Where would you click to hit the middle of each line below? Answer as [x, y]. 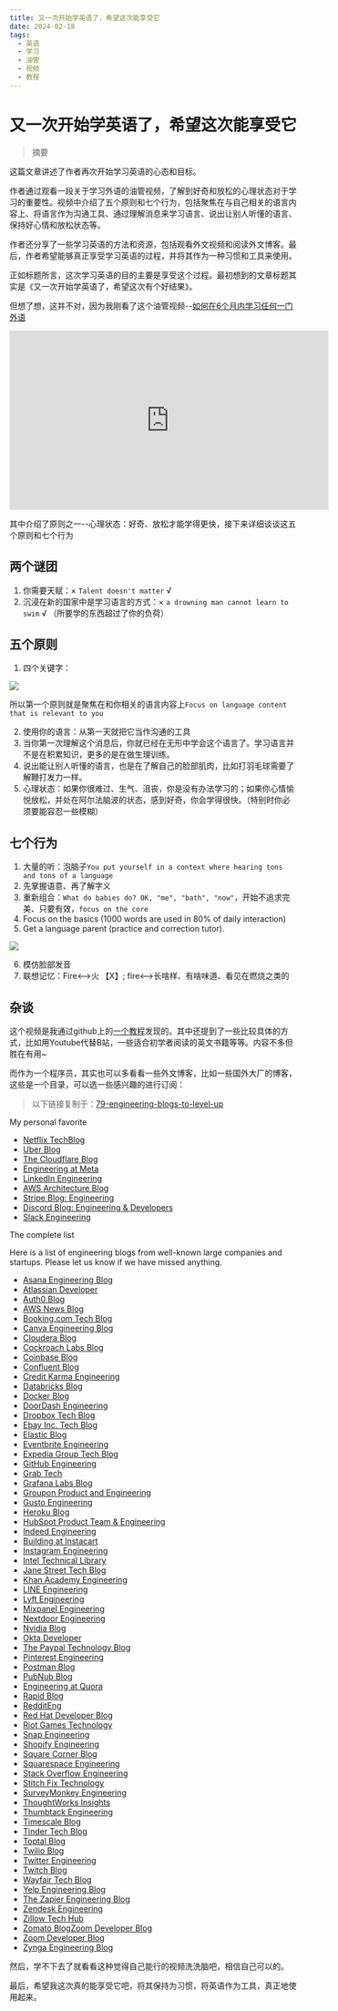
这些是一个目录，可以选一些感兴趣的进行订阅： [97, 1084]
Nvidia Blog [44, 1628]
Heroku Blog [46, 1512]
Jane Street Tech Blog [64, 1570]
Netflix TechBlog [54, 1139]
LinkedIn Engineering [62, 1178]
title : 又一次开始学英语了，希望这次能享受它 [85, 18]
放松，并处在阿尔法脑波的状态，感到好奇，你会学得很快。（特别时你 [156, 800]
